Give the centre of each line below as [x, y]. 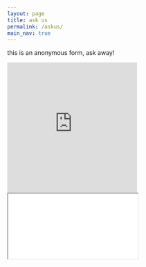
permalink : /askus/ [35, 26]
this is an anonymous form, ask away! [61, 53]
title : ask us [28, 20]
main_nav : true [29, 33]
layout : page [26, 14]
